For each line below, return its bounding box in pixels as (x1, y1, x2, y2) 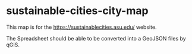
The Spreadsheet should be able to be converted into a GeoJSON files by (6, 35, 186, 42)
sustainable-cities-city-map (6, 4, 149, 18)
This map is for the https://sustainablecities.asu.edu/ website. (6, 23, 157, 31)
